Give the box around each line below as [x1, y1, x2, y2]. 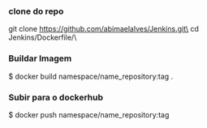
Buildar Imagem [8, 53, 72, 64]
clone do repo [8, 6, 64, 17]
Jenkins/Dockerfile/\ [8, 32, 77, 42]
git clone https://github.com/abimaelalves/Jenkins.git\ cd [8, 24, 199, 34]
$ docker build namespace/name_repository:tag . [8, 71, 174, 81]
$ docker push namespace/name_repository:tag [8, 109, 170, 119]
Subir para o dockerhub [8, 92, 104, 103]
